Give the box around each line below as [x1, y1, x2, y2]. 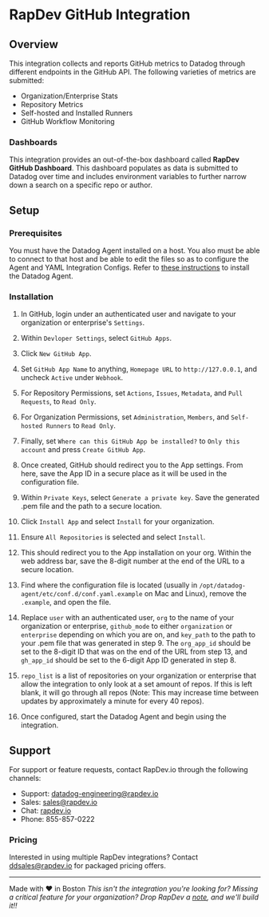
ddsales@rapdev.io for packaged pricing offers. [9, 861, 167, 871]
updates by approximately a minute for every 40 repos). [20, 696, 204, 706]
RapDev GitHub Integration [9, 6, 191, 24]
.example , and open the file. [20, 598, 112, 607]
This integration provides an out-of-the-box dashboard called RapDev [9, 154, 240, 165]
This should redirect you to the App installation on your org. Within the [20, 548, 252, 558]
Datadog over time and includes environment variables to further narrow [9, 172, 247, 182]
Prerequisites [9, 227, 62, 238]
